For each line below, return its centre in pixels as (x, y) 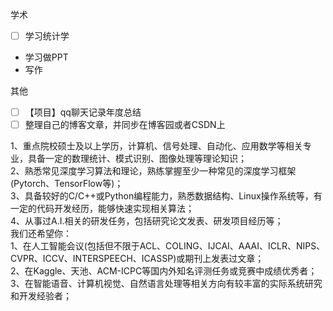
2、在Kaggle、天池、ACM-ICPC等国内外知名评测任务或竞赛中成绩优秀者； (164, 271)
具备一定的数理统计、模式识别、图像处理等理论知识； (137, 159)
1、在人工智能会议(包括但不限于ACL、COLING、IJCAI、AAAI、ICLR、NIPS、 (168, 246)
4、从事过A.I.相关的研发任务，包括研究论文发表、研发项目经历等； (147, 221)
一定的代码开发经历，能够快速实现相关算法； (102, 209)
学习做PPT (46, 57)
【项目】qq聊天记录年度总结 (83, 112)
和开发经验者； (41, 296)
